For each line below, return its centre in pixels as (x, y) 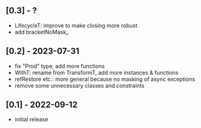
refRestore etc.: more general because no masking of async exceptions (105, 79)
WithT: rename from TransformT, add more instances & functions (97, 72)
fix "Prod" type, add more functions (59, 66)
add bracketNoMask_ (41, 32)
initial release (31, 119)
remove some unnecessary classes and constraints (79, 85)
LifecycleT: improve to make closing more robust (76, 25)
